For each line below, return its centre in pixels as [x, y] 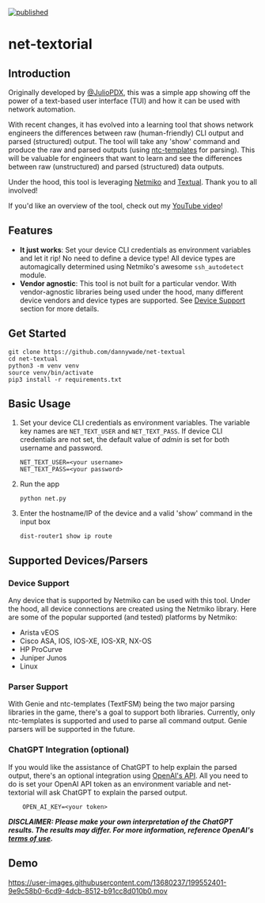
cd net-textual [33, 359]
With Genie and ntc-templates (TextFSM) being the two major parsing [121, 704]
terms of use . [31, 838]
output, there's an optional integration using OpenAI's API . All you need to [128, 775]
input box [35, 522]
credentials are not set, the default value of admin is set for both [124, 440]
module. [33, 275]
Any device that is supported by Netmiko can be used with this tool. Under [129, 600]
